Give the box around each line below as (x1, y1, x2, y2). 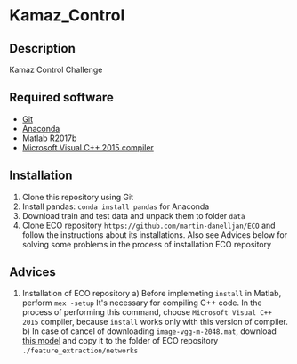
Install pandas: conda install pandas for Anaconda (21, 201, 210, 212)
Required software (9, 90, 114, 105)
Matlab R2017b (21, 133, 77, 143)
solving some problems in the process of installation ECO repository (21, 239, 272, 249)
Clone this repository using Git (21, 191, 134, 202)
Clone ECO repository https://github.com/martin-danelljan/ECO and (21, 220, 276, 231)
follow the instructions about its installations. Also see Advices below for (21, 229, 287, 240)
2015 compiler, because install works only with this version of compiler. (21, 317, 289, 328)
